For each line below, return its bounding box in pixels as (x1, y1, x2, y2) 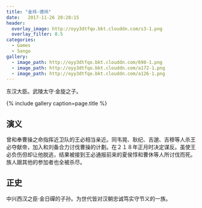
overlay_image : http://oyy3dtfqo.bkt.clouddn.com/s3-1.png (11, 25, 163, 32)
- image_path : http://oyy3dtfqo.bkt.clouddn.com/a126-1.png (11, 71, 165, 77)
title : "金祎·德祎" (6, 8, 52, 15)
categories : (6, 37, 36, 43)
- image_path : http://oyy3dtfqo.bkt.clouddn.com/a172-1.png (11, 65, 165, 71)
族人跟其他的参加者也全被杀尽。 (6, 159, 85, 166)
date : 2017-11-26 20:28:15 (6, 14, 79, 20)
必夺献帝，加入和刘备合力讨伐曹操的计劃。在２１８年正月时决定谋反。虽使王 (6, 143, 196, 151)
